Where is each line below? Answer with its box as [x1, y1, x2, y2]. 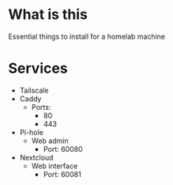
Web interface [31, 160, 78, 171]
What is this [8, 6, 88, 24]
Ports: [31, 102, 51, 111]
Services [8, 59, 69, 77]
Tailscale [19, 85, 49, 95]
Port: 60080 [43, 144, 83, 153]
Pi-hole [19, 127, 43, 137]
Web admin [31, 136, 69, 145]
